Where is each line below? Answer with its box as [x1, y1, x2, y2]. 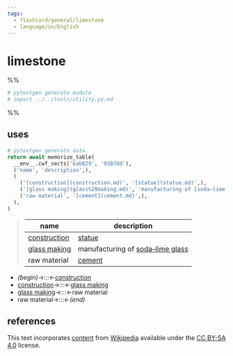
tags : [7, 10, 23, 17]
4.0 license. [7, 341, 40, 350]
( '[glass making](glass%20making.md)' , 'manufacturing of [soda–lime [19, 186, 226, 193]
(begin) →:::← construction [17, 273, 92, 282]
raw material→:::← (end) [17, 295, 86, 303]
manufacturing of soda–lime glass [77, 244, 189, 254]
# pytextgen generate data [7, 147, 86, 154]
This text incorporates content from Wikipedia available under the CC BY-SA [7, 334, 226, 342]
